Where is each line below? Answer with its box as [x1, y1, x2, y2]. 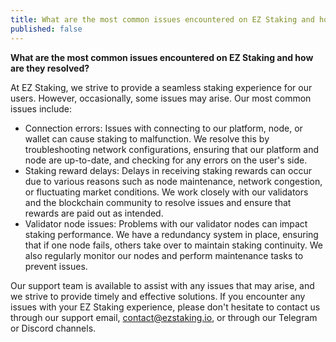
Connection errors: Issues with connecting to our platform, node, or [24, 122, 303, 134]
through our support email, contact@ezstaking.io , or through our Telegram [10, 311, 318, 323]
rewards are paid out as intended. [24, 207, 164, 219]
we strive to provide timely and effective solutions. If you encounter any [10, 290, 306, 302]
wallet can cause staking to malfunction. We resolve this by [24, 132, 270, 145]
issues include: [10, 102, 73, 115]
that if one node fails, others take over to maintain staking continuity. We [24, 239, 324, 251]
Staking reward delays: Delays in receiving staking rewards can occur [24, 164, 313, 176]
